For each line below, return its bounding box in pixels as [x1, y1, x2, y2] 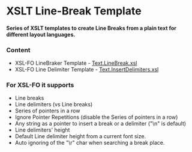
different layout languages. [6, 31, 76, 38]
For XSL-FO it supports [6, 81, 74, 89]
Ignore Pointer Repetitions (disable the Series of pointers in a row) [14, 114, 178, 121]
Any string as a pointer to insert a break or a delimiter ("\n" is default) [14, 120, 187, 127]
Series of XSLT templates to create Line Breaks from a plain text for [6, 24, 177, 31]
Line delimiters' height [14, 126, 70, 133]
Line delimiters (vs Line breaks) [14, 101, 93, 108]
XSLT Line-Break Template [6, 4, 142, 18]
